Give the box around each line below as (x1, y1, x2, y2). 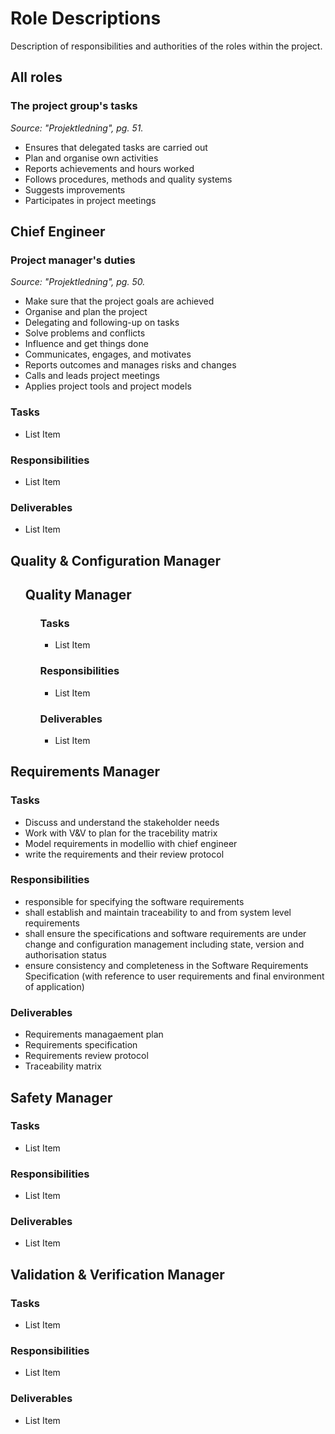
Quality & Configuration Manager (10, 552, 221, 569)
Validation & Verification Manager (10, 1266, 225, 1283)
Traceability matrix (24, 1060, 102, 1072)
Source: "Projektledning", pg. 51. (10, 122, 144, 134)
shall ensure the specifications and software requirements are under (24, 927, 307, 939)
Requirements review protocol (24, 1050, 149, 1062)
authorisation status (24, 948, 107, 961)
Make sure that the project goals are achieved (24, 295, 215, 307)
